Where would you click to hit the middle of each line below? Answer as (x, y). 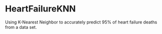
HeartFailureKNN (40, 9)
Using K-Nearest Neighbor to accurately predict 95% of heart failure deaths (81, 22)
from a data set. (21, 27)
